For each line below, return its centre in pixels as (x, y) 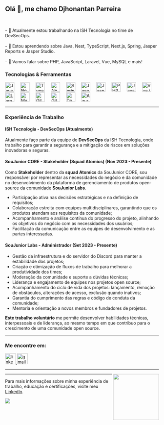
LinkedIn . (14, 391)
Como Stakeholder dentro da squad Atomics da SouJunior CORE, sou (76, 173)
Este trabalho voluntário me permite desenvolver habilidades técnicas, (77, 318)
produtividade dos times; (37, 272)
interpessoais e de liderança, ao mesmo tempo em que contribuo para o (78, 323)
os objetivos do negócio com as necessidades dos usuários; (73, 224)
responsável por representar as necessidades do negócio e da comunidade (81, 177)
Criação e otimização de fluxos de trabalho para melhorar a (72, 266)
